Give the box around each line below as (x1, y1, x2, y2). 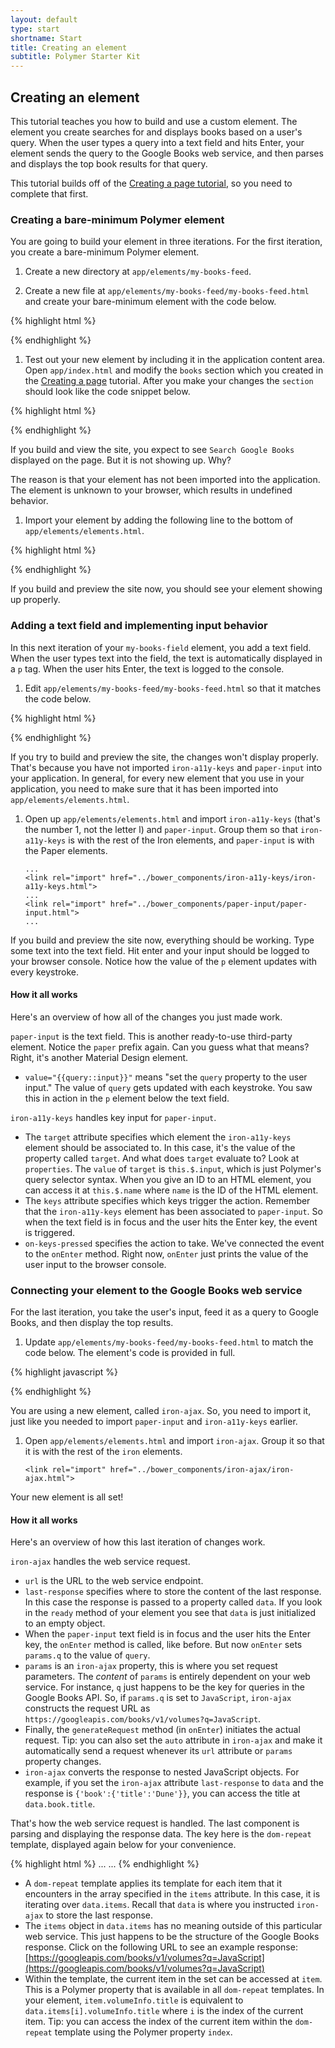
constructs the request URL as (24, 1702, 151, 1715)
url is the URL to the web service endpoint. (24, 1575, 204, 1587)
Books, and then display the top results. (10, 1317, 174, 1329)
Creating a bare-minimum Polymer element (10, 212, 225, 226)
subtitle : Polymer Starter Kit (10, 52, 141, 62)
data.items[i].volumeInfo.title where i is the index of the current (24, 2005, 304, 2017)
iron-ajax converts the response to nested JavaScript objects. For (24, 1766, 300, 1778)
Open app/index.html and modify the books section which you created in (24, 364, 324, 376)
